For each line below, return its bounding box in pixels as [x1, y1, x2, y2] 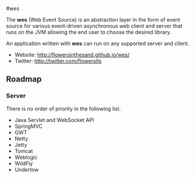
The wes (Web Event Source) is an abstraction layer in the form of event [6, 16, 180, 23]
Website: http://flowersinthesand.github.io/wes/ [14, 51, 130, 58]
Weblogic [14, 153, 38, 160]
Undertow [14, 166, 39, 173]
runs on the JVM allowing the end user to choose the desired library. [6, 29, 172, 36]
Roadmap [6, 74, 42, 84]
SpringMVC [14, 123, 43, 130]
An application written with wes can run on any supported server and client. [6, 40, 189, 47]
